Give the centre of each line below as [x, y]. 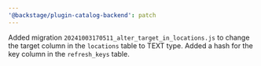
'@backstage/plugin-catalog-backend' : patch [82, 15]
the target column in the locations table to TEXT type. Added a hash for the [130, 45]
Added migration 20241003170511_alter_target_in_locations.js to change [129, 37]
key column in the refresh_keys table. [69, 54]
